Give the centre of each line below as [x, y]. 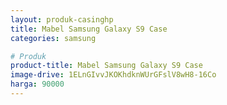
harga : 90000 [37, 84]
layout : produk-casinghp [62, 19]
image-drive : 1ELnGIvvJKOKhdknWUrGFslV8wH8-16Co [113, 75]
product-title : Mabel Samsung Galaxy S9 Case [106, 66]
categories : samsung [53, 38]
